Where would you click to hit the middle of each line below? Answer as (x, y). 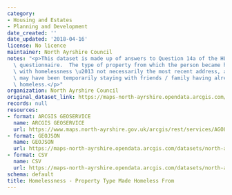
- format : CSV (28, 155)
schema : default (30, 174)
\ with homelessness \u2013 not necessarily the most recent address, (117, 71)
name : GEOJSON (33, 142)
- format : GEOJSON (33, 136)
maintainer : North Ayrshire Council (60, 53)
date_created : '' (32, 33)
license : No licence (37, 46)
